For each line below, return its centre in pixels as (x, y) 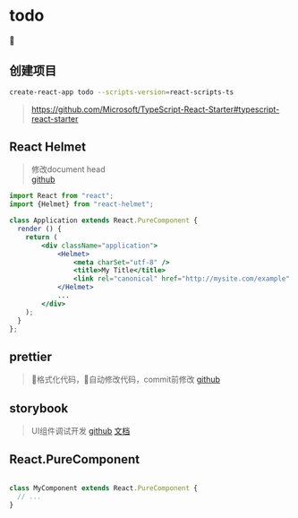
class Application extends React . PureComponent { (104, 220)
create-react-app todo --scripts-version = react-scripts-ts (122, 92)
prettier (30, 356)
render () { (40, 229)
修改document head (68, 169)
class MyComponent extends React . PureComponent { (104, 488)
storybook (39, 408)
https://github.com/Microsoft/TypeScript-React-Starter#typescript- (155, 109)
